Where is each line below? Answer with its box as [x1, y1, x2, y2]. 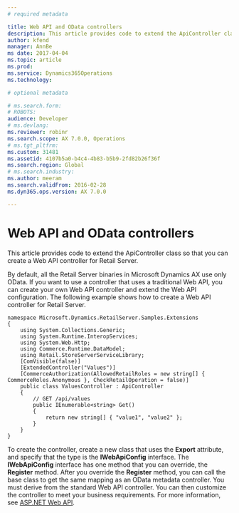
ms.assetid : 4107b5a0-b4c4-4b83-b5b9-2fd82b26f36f [7, 155, 161, 162]
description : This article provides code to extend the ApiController [7, 30, 221, 37]
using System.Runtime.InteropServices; [20, 333, 139, 340]
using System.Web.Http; [20, 339, 91, 346]
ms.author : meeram [7, 175, 62, 182]
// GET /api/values [33, 395, 91, 403]
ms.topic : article [7, 56, 62, 64]
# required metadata [7, 10, 69, 18]
